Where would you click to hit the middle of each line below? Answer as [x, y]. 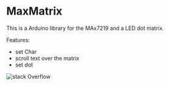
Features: [18, 40]
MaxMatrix [34, 11]
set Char [26, 52]
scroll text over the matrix [47, 58]
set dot [24, 65]
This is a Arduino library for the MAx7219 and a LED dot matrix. [85, 28]
